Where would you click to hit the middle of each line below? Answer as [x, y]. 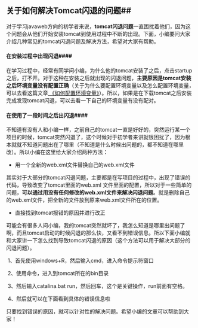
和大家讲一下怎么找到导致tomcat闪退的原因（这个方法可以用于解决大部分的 [98, 241]
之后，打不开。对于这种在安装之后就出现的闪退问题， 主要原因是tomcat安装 [99, 78]
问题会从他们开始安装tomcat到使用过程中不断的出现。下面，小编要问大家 [101, 34]
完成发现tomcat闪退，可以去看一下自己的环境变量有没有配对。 [83, 101]
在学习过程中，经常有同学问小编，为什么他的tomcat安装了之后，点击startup [99, 71]
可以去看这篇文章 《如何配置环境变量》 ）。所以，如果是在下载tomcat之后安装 [99, 93]
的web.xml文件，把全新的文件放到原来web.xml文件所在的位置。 [84, 200]
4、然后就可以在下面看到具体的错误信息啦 [59, 299]
